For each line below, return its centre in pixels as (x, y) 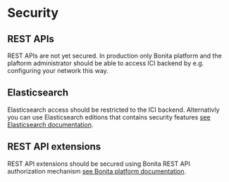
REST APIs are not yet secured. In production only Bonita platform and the (114, 56)
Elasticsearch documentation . (50, 124)
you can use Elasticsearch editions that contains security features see (109, 117)
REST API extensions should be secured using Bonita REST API (99, 164)
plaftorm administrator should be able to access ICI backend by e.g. (106, 63)
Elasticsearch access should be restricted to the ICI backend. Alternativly (113, 110)
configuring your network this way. (58, 71)
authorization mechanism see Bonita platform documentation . (97, 171)
